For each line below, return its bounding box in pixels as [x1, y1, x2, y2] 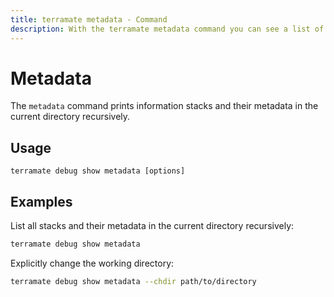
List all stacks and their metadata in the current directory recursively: [10, 220, 295, 232]
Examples [10, 193, 73, 210]
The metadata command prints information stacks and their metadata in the [10, 100, 319, 112]
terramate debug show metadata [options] [10, 166, 186, 176]
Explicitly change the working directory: [10, 257, 175, 269]
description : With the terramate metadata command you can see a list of [10, 24, 325, 34]
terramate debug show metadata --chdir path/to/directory [10, 276, 257, 286]
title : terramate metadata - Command [10, 14, 168, 25]
